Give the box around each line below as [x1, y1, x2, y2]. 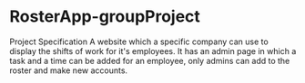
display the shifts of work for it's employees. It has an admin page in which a [9, 45, 297, 56]
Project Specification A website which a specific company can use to [9, 36, 269, 47]
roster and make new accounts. [9, 65, 128, 76]
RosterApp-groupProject [9, 6, 200, 27]
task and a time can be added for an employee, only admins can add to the [9, 55, 290, 66]
